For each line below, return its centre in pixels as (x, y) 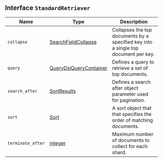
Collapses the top (132, 30)
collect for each (130, 146)
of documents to (131, 140)
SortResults (63, 91)
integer (57, 143)
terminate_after (26, 143)
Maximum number (133, 134)
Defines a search (131, 82)
